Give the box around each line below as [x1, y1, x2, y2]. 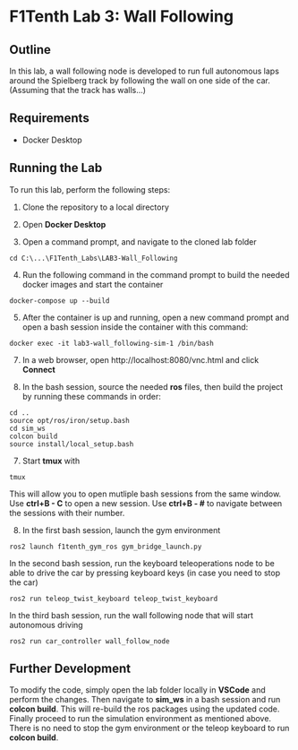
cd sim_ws [9, 424, 47, 433]
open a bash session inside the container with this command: [21, 321, 249, 332]
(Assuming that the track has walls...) [9, 85, 146, 95]
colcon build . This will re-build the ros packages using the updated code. [9, 703, 280, 714]
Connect [21, 364, 55, 375]
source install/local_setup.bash [9, 439, 134, 449]
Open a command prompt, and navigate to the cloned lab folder [21, 236, 257, 247]
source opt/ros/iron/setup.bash [9, 416, 130, 425]
